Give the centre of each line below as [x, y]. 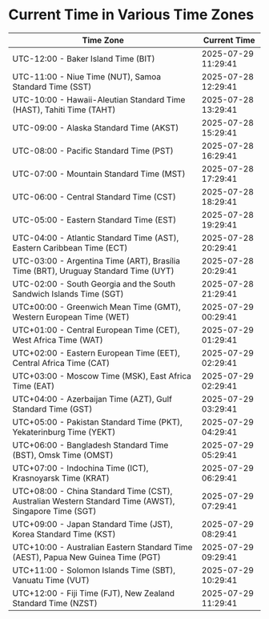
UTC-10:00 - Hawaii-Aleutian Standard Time [99, 99]
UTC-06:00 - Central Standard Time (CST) [94, 196]
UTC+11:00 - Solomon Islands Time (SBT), [94, 570]
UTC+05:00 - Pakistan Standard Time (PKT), [97, 422]
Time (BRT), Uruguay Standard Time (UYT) [93, 271]
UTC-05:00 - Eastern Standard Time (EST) [94, 219]
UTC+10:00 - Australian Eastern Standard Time [102, 547]
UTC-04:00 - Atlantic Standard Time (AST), [96, 238]
